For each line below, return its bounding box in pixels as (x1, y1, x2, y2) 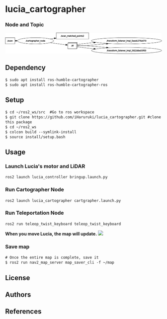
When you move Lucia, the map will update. (5, 231, 97, 237)
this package (5, 119, 32, 125)
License (5, 273, 30, 282)
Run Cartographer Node (5, 186, 65, 193)
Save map (5, 243, 30, 250)
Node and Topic (5, 21, 44, 28)
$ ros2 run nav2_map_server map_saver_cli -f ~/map (5, 260, 114, 265)
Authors (5, 290, 31, 299)
